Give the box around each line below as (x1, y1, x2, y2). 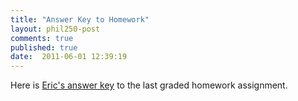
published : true (10, 42, 78, 53)
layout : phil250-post (10, 24, 101, 34)
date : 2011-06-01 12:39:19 (10, 52, 128, 62)
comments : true (10, 33, 74, 43)
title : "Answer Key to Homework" (10, 14, 150, 25)
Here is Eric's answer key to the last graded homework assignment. (10, 79, 288, 91)
